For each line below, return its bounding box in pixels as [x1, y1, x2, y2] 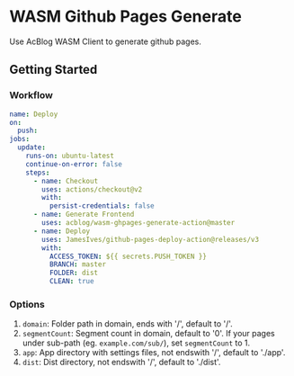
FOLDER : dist [49, 268, 99, 278]
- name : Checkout [32, 176, 99, 185]
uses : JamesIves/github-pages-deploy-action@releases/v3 [41, 235, 259, 244]
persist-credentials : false [49, 201, 155, 210]
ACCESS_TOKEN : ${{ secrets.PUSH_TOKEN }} [49, 252, 207, 261]
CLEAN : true [49, 277, 94, 286]
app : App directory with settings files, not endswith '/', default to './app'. [22, 347, 286, 358]
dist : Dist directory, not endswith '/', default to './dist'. [22, 357, 221, 368]
